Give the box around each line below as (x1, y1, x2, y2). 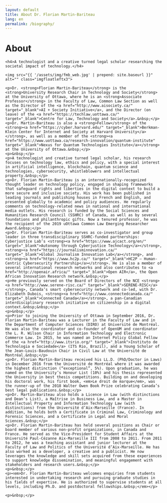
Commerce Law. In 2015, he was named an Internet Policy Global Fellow (5, 335, 157, 340)
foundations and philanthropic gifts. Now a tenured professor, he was (5, 217, 157, 222)
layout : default (5, 7, 39, 13)
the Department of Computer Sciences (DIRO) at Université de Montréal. (5, 322, 160, 327)
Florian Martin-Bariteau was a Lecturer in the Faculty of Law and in (5, 318, 155, 323)
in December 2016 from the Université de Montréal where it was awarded (5, 361, 160, 367)
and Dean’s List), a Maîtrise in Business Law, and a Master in (5, 396, 142, 402)
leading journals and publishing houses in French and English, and (5, 195, 151, 200)
